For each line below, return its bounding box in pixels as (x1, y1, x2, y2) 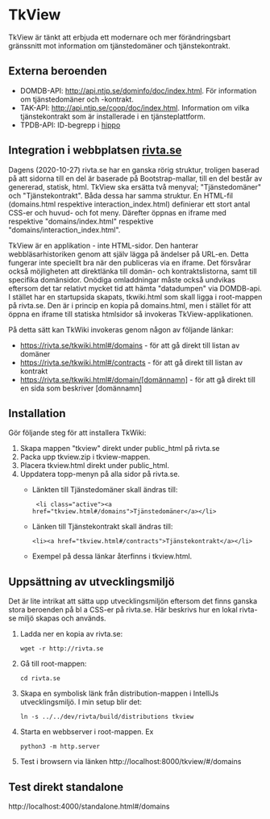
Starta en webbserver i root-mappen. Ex (19, 727, 154, 737)
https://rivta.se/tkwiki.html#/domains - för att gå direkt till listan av (19, 341, 240, 350)
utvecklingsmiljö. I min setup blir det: (19, 697, 143, 707)
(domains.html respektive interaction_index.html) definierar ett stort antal (8, 199, 251, 209)
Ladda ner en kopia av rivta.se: (19, 629, 123, 639)
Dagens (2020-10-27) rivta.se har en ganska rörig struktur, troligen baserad (8, 165, 260, 174)
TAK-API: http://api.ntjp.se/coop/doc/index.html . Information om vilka (19, 102, 250, 112)
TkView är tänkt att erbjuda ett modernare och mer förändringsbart (8, 32, 231, 42)
